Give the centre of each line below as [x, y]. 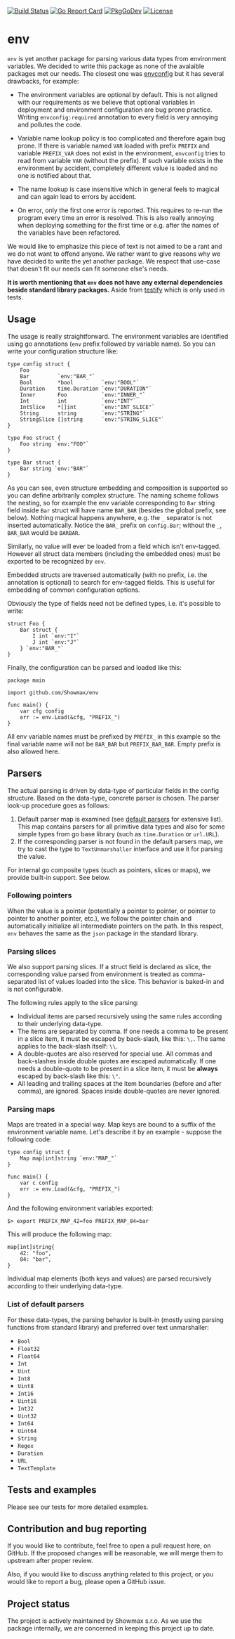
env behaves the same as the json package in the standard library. [103, 933]
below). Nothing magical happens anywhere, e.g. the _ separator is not [110, 517]
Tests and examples [52, 1490]
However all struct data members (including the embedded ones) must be [114, 553]
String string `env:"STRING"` [83, 413]
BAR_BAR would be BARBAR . [44, 532]
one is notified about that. [55, 175]
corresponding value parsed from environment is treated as [93, 974]
